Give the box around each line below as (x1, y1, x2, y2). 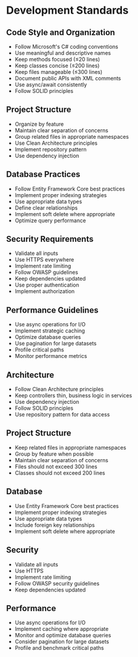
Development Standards (6, 4, 129, 17)
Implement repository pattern (14, 145, 87, 152)
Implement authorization (14, 288, 75, 295)
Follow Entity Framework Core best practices (14, 185, 126, 192)
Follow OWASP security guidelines (14, 580, 100, 587)
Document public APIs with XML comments (14, 75, 121, 82)
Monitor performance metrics (14, 353, 87, 360)
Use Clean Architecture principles (14, 139, 98, 147)
